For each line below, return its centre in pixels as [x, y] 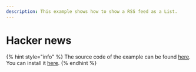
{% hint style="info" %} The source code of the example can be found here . [98, 57]
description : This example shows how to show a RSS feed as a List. [92, 11]
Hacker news [39, 40]
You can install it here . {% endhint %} [52, 63]
